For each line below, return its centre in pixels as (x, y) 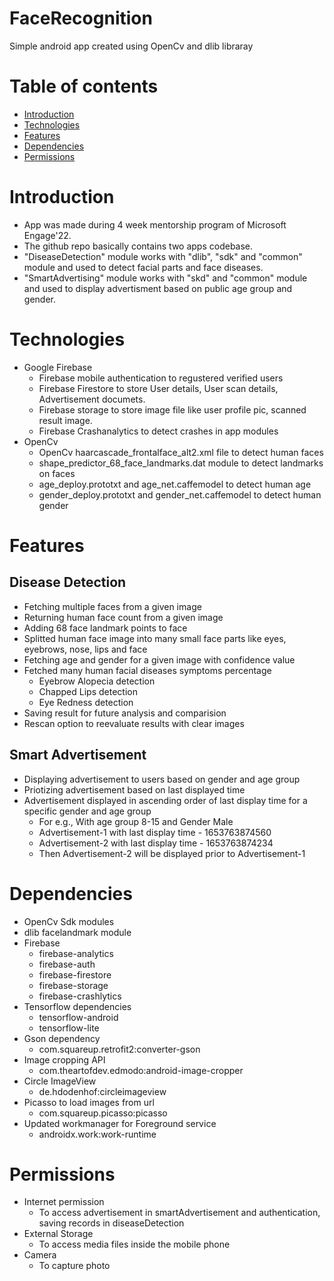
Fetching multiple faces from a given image (112, 606)
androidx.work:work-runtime (97, 1134)
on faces (57, 473)
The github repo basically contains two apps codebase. (138, 246)
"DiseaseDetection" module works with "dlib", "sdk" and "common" (163, 256)
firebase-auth (67, 964)
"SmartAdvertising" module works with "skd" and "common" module (165, 278)
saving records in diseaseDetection (111, 1223)
